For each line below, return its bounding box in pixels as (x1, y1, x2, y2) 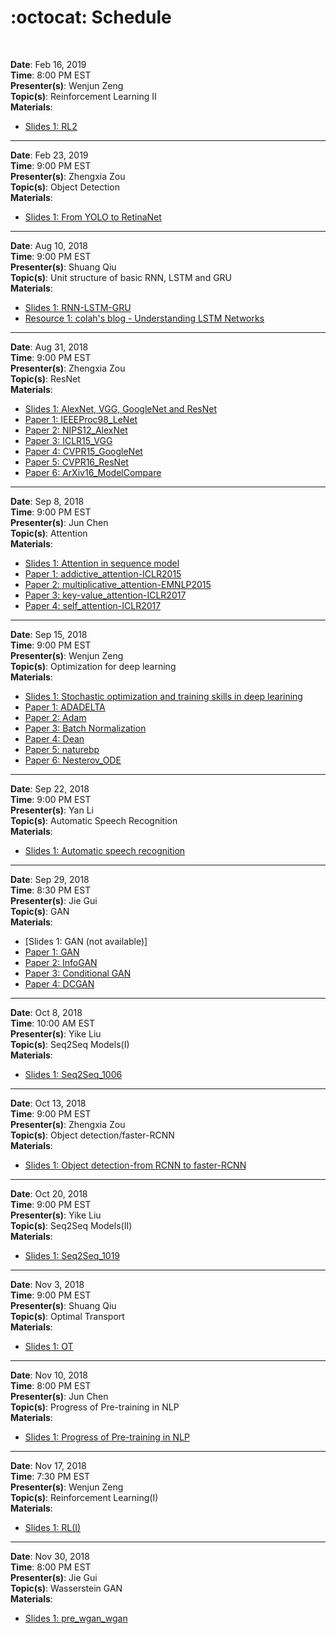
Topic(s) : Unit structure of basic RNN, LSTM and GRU (10, 271, 233, 283)
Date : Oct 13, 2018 (10, 1097, 87, 1109)
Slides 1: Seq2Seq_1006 (24, 1068, 123, 1080)
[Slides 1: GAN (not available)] (24, 935, 148, 947)
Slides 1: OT (24, 1340, 74, 1352)
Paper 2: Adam (24, 711, 87, 723)
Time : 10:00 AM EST (10, 1017, 96, 1029)
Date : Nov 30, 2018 (10, 1550, 90, 1562)
